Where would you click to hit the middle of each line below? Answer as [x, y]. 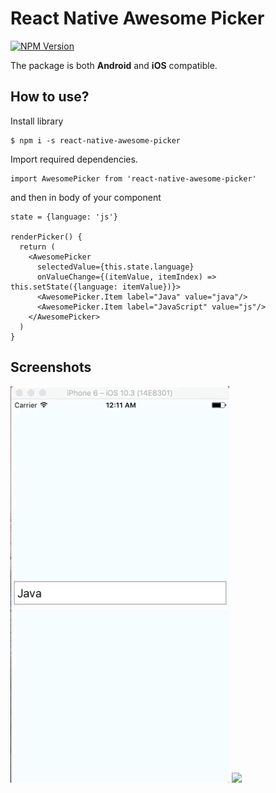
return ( [37, 247]
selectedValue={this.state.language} [115, 267]
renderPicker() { [46, 237]
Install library [37, 121]
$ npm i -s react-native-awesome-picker [96, 140]
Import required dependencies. [74, 159]
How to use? [50, 97]
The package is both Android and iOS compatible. [114, 65]
